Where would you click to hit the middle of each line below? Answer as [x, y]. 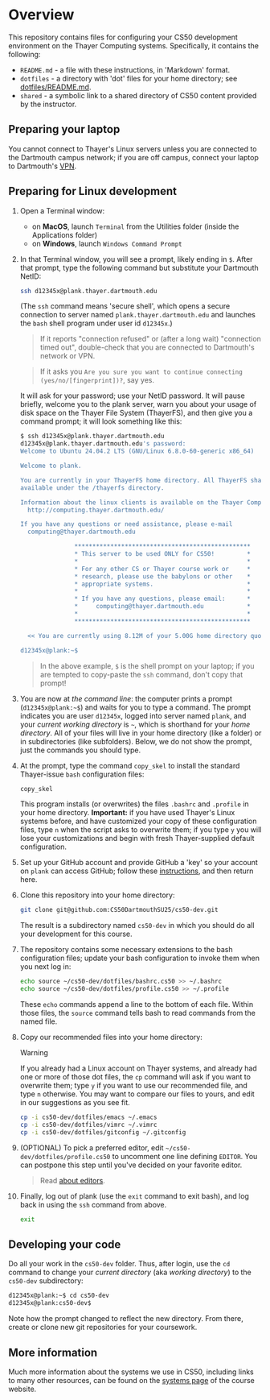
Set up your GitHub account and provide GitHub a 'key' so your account [139, 863]
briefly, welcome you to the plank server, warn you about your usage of [138, 404]
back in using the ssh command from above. [93, 1204]
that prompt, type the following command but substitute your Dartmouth [139, 267]
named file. [39, 1021]
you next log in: [45, 967]
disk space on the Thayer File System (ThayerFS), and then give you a [136, 413]
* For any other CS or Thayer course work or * [162, 569]
